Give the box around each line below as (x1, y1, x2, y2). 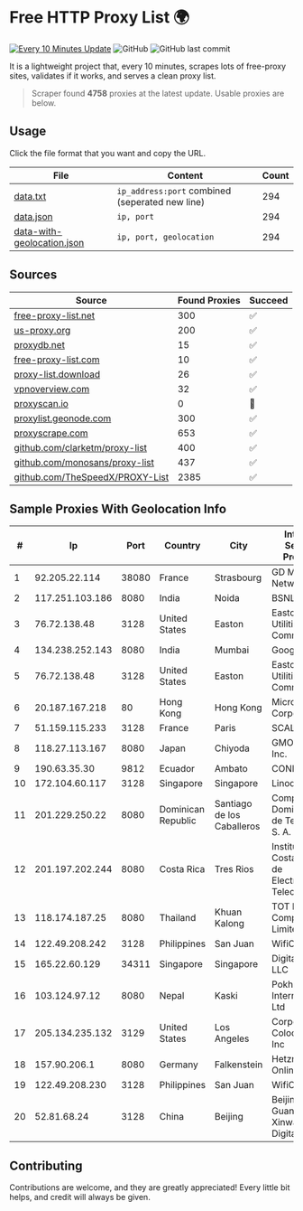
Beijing (215, 1111, 243, 1123)
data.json (14, 210, 53, 222)
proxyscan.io (14, 397, 69, 409)
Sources (9, 268, 58, 283)
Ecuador (159, 763, 196, 775)
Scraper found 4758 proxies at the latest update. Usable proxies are (31, 88, 285, 99)
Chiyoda (215, 742, 251, 755)
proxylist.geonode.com (14, 412, 112, 425)
